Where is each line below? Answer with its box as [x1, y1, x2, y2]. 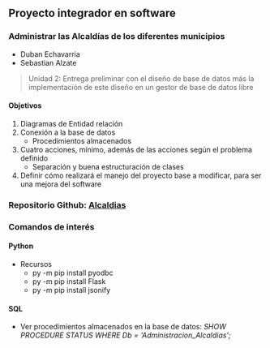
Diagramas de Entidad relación [19, 118, 123, 128]
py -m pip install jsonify [32, 285, 111, 294]
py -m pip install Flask [32, 276, 106, 286]
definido [19, 153, 49, 163]
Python [8, 241, 34, 251]
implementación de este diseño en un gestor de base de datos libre [28, 82, 254, 92]
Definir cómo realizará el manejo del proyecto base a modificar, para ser [19, 170, 262, 180]
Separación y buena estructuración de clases [32, 161, 184, 171]
